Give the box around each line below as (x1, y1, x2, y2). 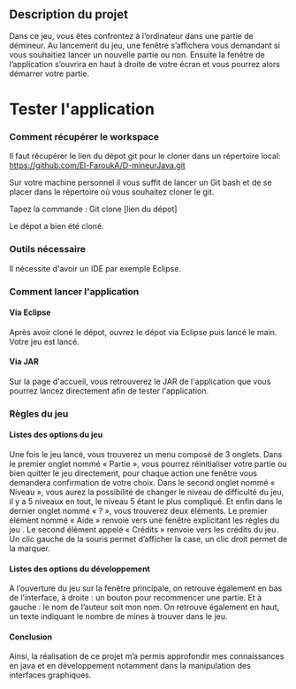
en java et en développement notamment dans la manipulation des (9, 661, 252, 671)
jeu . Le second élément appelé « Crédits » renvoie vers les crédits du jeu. (9, 524, 278, 535)
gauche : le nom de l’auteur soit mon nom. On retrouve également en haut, (9, 601, 280, 613)
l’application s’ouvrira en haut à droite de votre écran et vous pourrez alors (9, 58, 281, 69)
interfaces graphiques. (9, 670, 92, 680)
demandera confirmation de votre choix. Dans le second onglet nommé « (9, 478, 276, 488)
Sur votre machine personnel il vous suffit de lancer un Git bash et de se (9, 177, 272, 188)
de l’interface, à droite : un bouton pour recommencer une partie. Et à (9, 593, 262, 603)
